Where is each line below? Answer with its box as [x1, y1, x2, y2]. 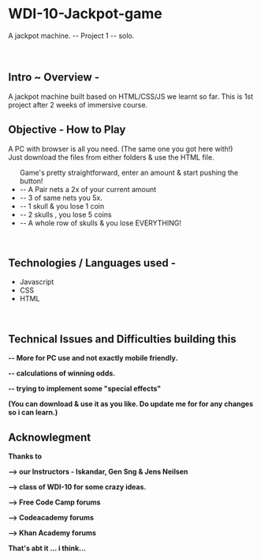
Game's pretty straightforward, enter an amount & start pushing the [19, 168, 239, 177]
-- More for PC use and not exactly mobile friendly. [8, 353, 178, 363]
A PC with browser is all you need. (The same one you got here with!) [8, 144, 233, 153]
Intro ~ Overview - [8, 70, 100, 84]
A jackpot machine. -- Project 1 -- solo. [8, 31, 135, 40]
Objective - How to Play [8, 123, 126, 137]
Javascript [19, 278, 54, 287]
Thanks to [8, 451, 42, 461]
